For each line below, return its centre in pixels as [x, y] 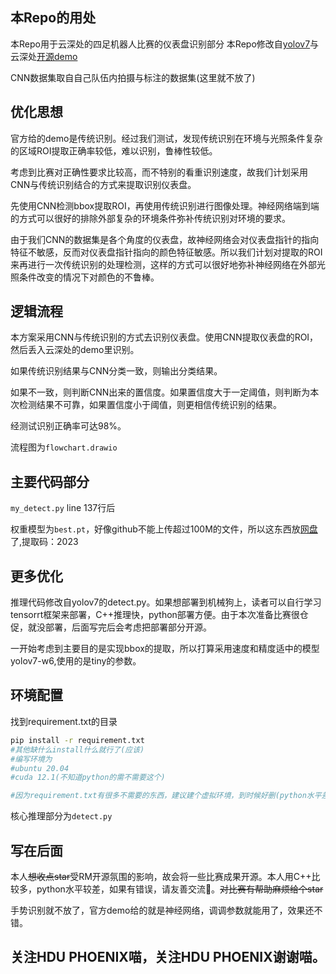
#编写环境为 [31, 759]
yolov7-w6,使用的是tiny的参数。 [76, 661]
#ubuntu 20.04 [40, 768]
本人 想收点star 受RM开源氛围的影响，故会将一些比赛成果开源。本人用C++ [161, 876]
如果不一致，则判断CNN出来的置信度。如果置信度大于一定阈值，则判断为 [160, 392]
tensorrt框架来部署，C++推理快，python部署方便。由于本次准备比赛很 [155, 615]
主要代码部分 [50, 481]
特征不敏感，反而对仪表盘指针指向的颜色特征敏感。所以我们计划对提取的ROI [166, 252]
